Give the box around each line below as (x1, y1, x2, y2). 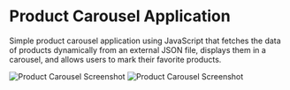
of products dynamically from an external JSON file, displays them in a (9, 44, 267, 55)
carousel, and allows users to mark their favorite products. (9, 54, 222, 64)
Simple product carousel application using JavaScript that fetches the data (9, 35, 281, 46)
